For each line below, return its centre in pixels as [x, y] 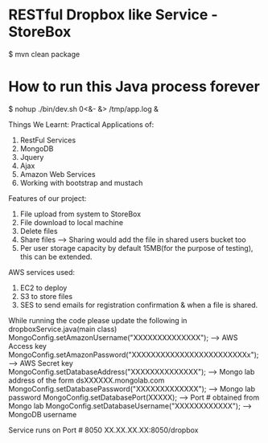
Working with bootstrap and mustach [81, 183]
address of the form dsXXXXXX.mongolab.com [87, 380]
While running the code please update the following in [98, 320]
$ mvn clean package [44, 54]
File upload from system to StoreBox [80, 214]
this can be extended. [56, 256]
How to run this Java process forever [134, 87]
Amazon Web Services [58, 174]
